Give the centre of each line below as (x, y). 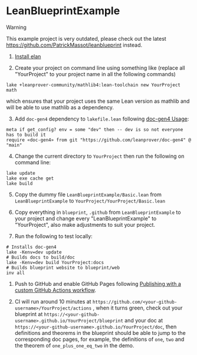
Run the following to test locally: (53, 236)
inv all (16, 273)
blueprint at (29, 314)
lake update (21, 173)
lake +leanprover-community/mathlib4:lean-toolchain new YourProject (93, 85)
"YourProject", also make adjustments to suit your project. (85, 224)
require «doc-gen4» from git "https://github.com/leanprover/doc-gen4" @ (99, 140)
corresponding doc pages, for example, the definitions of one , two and (99, 339)
